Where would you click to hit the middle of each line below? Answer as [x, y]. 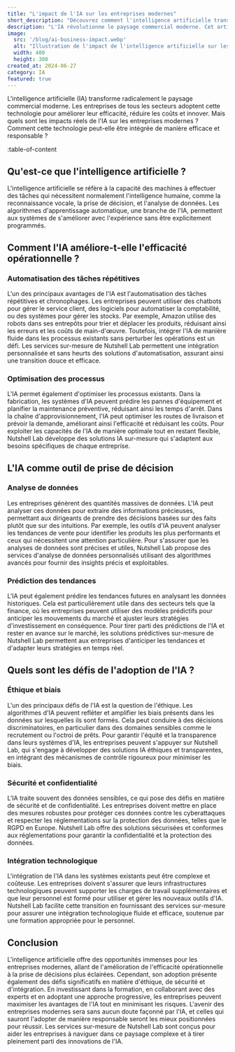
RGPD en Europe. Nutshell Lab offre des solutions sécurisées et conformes [115, 828]
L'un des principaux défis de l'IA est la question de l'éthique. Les [100, 705]
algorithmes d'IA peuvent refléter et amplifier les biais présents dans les [111, 713]
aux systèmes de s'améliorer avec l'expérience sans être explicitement [109, 218]
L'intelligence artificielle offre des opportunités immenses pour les [102, 960]
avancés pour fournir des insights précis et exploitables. [88, 562]
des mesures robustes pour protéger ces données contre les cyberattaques [116, 813]
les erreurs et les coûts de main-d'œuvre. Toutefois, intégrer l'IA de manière [117, 330]
